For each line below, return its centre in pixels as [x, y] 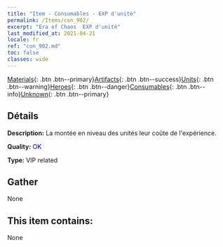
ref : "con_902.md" [34, 46]
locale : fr [23, 40]
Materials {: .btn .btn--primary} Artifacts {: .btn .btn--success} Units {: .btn [110, 79]
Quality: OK [25, 146]
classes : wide [28, 59]
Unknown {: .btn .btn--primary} [65, 94]
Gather [23, 182]
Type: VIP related [33, 160]
